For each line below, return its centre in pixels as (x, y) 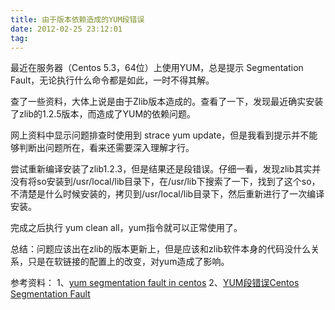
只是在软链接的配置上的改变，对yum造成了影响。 (128, 262)
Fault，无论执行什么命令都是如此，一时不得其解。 (112, 80)
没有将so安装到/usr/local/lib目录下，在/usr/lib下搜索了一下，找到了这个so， (165, 182)
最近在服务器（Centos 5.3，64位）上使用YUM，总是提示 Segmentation (157, 68)
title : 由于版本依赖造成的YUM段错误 (77, 19)
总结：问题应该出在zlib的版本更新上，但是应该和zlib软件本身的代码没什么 (161, 249)
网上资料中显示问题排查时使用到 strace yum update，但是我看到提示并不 (160, 135)
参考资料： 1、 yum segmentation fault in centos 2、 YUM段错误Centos (155, 283)
